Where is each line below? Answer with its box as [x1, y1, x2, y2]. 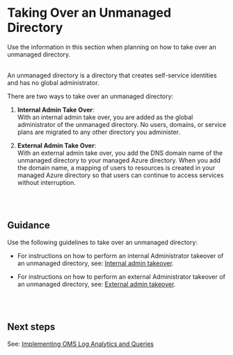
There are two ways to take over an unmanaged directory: [7, 92, 174, 100]
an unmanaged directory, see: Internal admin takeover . [17, 259, 174, 267]
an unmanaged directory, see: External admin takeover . [17, 280, 176, 288]
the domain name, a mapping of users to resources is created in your [17, 163, 216, 172]
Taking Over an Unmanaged [7, 5, 172, 21]
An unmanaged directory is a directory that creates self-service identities [7, 71, 217, 80]
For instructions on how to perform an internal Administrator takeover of [17, 251, 224, 259]
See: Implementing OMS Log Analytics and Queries [7, 340, 154, 348]
